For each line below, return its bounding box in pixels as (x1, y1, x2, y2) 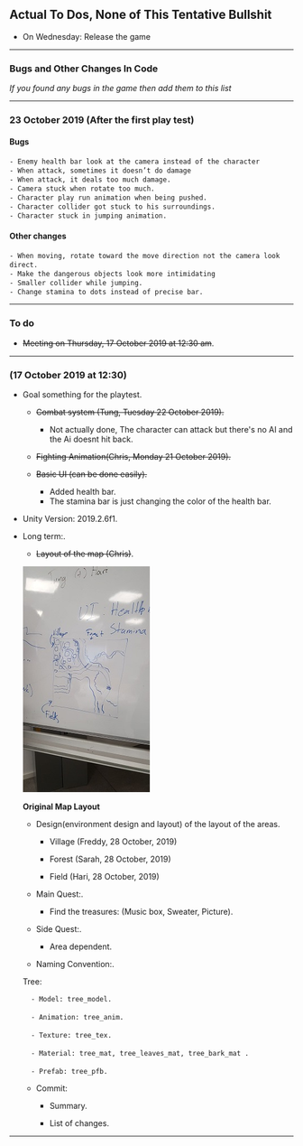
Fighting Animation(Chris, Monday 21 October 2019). (35, 452, 232, 462)
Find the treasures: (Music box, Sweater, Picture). (49, 907, 234, 918)
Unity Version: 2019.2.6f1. (22, 514, 118, 525)
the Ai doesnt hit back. (49, 433, 133, 445)
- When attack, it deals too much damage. (9, 175, 171, 184)
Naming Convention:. (35, 959, 115, 970)
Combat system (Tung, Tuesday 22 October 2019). (35, 406, 225, 418)
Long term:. (22, 531, 66, 542)
